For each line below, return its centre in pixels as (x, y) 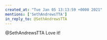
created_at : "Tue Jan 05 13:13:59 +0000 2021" (54, 10)
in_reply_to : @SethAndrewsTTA (36, 19)
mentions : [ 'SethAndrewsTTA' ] (36, 14)
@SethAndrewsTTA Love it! (33, 33)
